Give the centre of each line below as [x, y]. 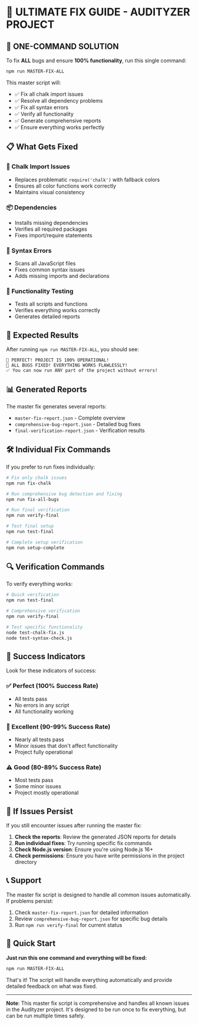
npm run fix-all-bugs [33, 499]
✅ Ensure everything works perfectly [60, 127]
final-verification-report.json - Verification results [80, 431]
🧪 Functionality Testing [40, 292]
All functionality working [44, 711]
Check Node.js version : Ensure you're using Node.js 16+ [84, 850]
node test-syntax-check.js [39, 638]
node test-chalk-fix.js [35, 633]
